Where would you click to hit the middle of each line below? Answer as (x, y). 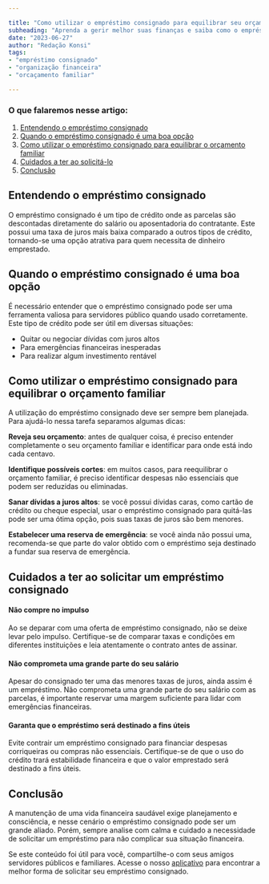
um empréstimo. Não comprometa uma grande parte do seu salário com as (132, 690)
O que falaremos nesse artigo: (68, 110)
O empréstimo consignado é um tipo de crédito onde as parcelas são (122, 214)
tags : (17, 53)
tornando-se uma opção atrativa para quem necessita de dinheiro (117, 240)
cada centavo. (32, 454)
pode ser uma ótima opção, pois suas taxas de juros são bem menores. (126, 519)
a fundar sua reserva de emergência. (69, 552)
